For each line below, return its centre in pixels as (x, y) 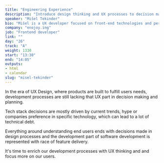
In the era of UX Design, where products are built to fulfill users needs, (76, 91)
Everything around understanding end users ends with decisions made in (79, 131)
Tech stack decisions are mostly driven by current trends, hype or (71, 111)
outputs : (14, 64)
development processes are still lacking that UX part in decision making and (81, 97)
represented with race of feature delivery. (47, 142)
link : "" (14, 37)
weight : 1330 (18, 50)
